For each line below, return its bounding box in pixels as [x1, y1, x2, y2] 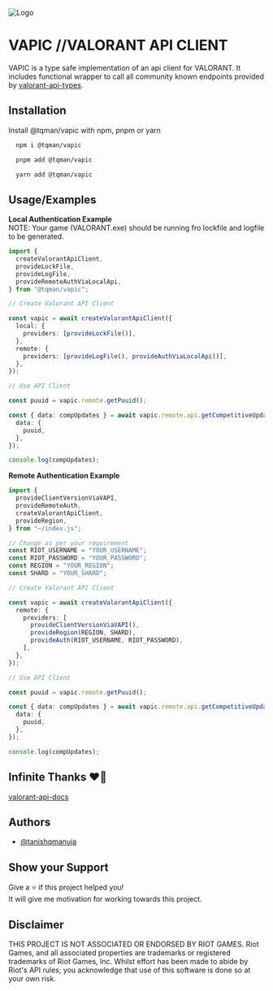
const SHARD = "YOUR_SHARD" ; [8, 569, 107, 578]
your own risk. [8, 973, 57, 983]
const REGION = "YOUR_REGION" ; [8, 561, 115, 570]
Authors [8, 815, 51, 829]
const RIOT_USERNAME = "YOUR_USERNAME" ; [8, 547, 148, 555]
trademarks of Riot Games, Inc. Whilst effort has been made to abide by [8, 956, 249, 966]
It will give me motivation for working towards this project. [8, 894, 202, 904]
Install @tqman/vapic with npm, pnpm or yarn [8, 125, 161, 135]
